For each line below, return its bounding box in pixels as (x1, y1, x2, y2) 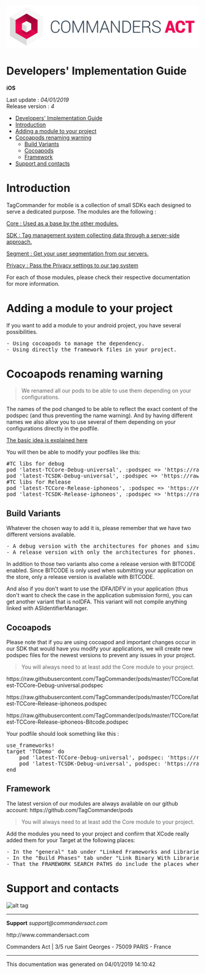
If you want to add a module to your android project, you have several (6, 321, 181, 329)
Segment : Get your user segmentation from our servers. (6, 250, 149, 257)
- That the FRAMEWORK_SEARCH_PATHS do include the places (6, 860, 184, 867)
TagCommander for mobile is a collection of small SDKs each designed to (6, 201, 192, 209)
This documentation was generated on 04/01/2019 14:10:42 (6, 961, 156, 968)
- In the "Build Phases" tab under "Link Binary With (6, 854, 171, 861)
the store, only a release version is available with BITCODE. (6, 573, 155, 581)
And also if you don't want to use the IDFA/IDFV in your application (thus (6, 585, 189, 592)
